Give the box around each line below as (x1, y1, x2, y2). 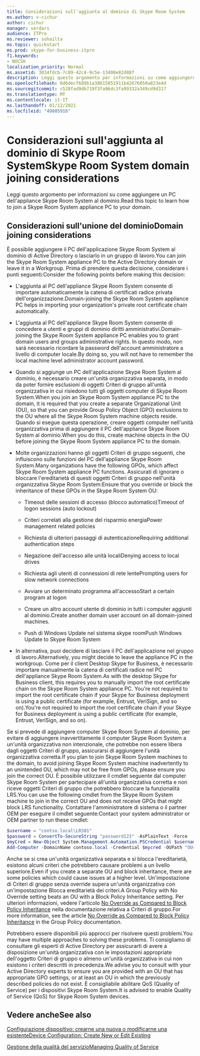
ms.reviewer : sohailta (7, 36, 63, 42)
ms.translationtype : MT (7, 91, 66, 97)
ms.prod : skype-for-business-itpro (7, 47, 95, 53)
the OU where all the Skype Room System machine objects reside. (15, 413, 177, 420)
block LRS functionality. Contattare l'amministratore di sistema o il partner (7, 804, 187, 811)
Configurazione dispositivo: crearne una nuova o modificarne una (7, 1026, 167, 1033)
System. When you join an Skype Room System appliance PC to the (15, 394, 180, 401)
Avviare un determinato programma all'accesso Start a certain (24, 588, 174, 595)
